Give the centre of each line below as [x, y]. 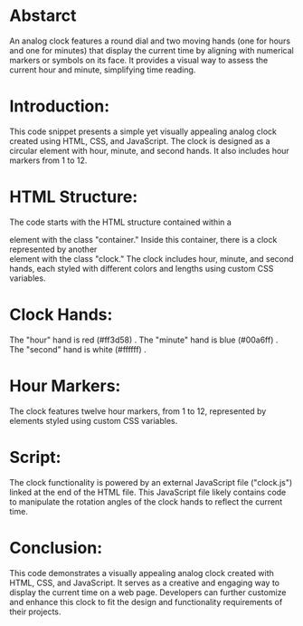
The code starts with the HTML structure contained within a [121, 222]
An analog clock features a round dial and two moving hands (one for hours [150, 41]
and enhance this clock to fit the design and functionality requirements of [146, 602]
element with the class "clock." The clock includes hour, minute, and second [151, 258]
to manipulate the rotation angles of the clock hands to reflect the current [146, 501]
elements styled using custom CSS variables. [94, 420]
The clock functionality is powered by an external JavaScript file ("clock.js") [151, 482]
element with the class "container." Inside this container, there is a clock [143, 239]
